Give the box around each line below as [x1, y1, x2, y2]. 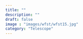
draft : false [5, 17, 33, 22]
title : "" [5, 7, 26, 13]
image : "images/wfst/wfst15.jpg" [5, 21, 79, 27]
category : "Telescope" [5, 26, 53, 31]
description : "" [5, 12, 40, 17]
